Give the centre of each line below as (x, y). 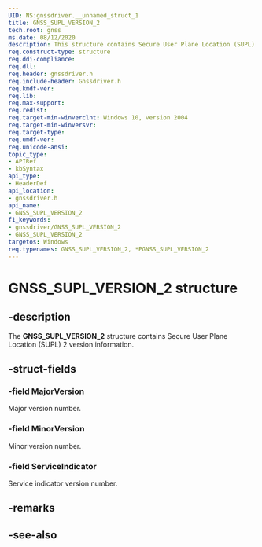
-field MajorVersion (46, 391)
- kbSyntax (26, 169)
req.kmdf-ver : (31, 88)
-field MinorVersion (46, 429)
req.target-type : (37, 132)
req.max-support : (37, 103)
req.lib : (22, 96)
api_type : (24, 176)
